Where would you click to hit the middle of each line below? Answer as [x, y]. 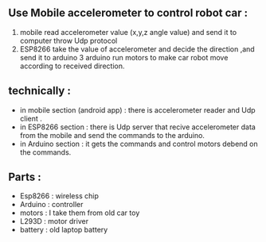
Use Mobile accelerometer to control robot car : [128, 13]
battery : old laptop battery [64, 230]
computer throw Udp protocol [68, 40]
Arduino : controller [51, 205]
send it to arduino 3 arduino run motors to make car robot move [124, 57]
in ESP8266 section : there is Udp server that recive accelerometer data [138, 127]
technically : [40, 91]
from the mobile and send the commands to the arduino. [112, 135]
